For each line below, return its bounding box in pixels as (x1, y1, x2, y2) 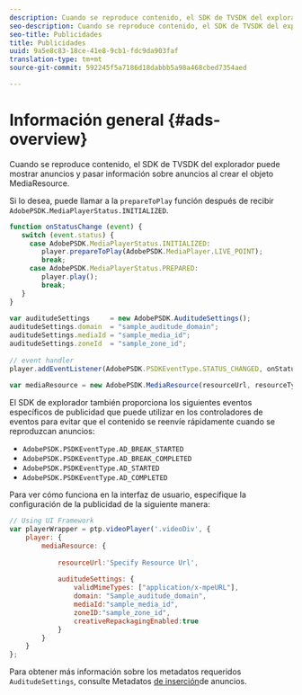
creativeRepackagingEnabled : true (73, 617, 200, 626)
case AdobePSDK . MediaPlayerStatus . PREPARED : (29, 264, 200, 273)
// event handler (9, 356, 75, 365)
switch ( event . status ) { (21, 230, 115, 239)
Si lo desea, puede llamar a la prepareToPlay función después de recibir (9, 195, 274, 206)
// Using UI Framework (9, 516, 94, 526)
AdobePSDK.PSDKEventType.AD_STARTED (22, 464, 160, 473)
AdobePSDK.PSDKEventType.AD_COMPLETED (22, 474, 168, 483)
